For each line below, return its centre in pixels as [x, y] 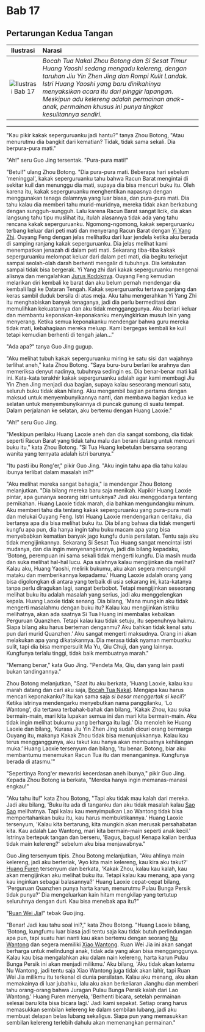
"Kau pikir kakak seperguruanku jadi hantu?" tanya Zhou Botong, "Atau [95, 135]
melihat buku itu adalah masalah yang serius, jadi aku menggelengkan [95, 594]
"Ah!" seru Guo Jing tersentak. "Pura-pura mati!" [67, 160]
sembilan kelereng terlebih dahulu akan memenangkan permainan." [91, 1023]
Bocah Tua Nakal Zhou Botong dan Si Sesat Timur [115, 61]
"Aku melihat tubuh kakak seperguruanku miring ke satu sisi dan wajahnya [100, 358]
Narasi [52, 51]
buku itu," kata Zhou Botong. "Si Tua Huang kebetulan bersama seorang [97, 447]
